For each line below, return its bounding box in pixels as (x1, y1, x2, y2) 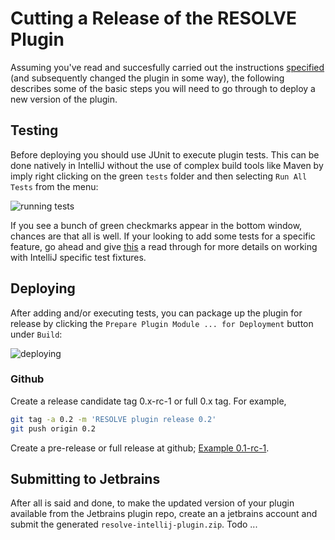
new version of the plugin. (10, 93, 118, 105)
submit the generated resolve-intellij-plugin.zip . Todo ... (10, 518, 258, 531)
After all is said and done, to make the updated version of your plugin (10, 497, 295, 509)
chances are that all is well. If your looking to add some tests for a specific (10, 230, 316, 242)
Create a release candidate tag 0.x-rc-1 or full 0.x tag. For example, (10, 395, 287, 407)
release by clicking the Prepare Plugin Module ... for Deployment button (10, 317, 314, 329)
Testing (10, 122, 59, 139)
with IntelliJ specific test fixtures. (10, 251, 147, 263)
